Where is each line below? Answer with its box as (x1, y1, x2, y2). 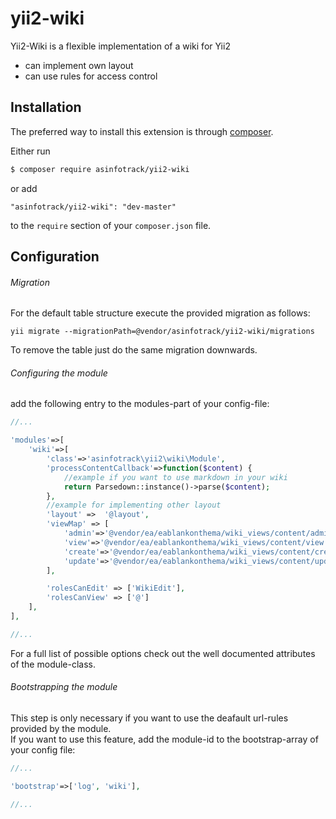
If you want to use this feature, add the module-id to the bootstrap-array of (10, 733, 319, 745)
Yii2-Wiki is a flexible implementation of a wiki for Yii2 (10, 40, 231, 52)
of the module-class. (10, 658, 97, 670)
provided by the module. (10, 723, 112, 734)
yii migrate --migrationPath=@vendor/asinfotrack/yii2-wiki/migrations (10, 327, 315, 337)
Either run (10, 145, 51, 157)
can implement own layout (24, 59, 134, 71)
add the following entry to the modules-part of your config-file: (10, 398, 270, 410)
